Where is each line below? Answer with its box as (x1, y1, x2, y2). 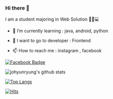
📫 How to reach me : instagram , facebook (12, 48, 102, 54)
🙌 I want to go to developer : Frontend (12, 38, 91, 44)
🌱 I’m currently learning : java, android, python (12, 28, 108, 34)
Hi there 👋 (5, 5, 30, 12)
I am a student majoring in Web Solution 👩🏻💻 (5, 16, 99, 22)
